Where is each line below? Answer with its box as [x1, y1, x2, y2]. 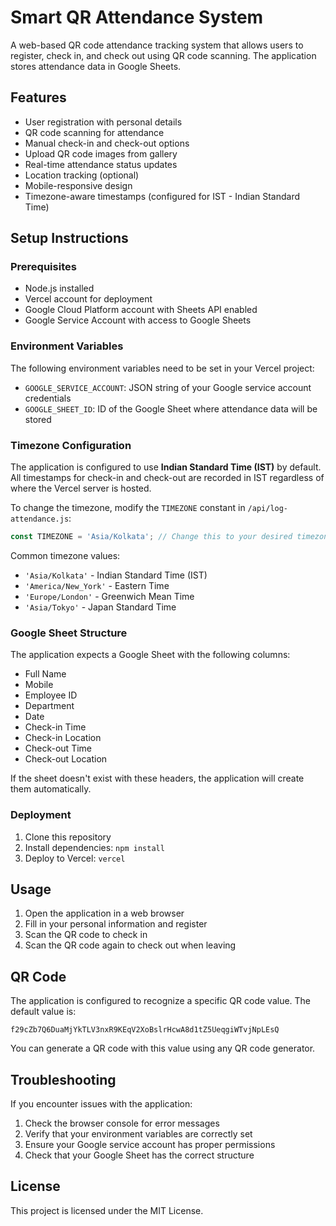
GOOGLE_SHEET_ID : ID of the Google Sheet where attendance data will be [24, 402, 318, 415]
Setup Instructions [10, 230, 129, 247]
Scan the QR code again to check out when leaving [24, 939, 237, 951]
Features [10, 89, 67, 106]
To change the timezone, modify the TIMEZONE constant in [10, 502, 246, 514]
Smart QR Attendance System [10, 6, 264, 29]
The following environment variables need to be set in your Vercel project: [10, 362, 315, 374]
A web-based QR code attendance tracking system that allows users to [10, 39, 304, 51]
